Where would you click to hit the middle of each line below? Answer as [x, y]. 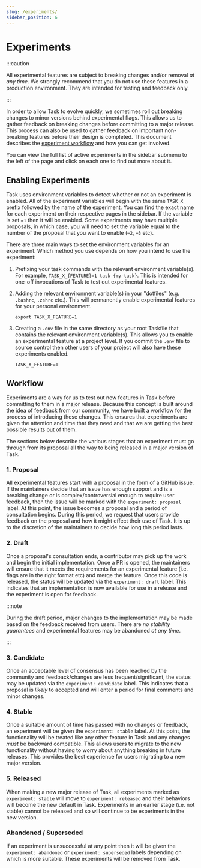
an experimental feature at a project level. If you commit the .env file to [102, 341]
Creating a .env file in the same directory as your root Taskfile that [97, 329]
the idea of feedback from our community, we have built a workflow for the [99, 411]
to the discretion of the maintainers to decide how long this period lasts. [95, 527]
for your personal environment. [53, 306]
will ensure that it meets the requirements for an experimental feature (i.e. [97, 569]
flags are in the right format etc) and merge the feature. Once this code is [97, 575]
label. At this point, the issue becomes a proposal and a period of [87, 508]
